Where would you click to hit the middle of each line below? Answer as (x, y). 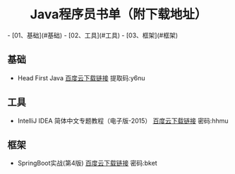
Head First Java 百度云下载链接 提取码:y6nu (82, 77)
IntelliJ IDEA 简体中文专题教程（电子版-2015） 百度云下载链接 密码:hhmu (123, 120)
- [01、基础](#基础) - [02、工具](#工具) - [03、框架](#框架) (93, 35)
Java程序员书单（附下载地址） (119, 14)
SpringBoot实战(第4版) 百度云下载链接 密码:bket (87, 163)
